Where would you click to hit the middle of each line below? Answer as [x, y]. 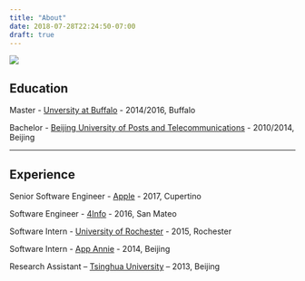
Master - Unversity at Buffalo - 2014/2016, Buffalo [103, 111]
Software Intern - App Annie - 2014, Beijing [90, 249]
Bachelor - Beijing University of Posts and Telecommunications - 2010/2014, [152, 128]
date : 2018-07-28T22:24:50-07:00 [73, 26]
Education [39, 88]
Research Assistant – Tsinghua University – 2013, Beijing [115, 266]
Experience [42, 174]
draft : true [32, 34]
